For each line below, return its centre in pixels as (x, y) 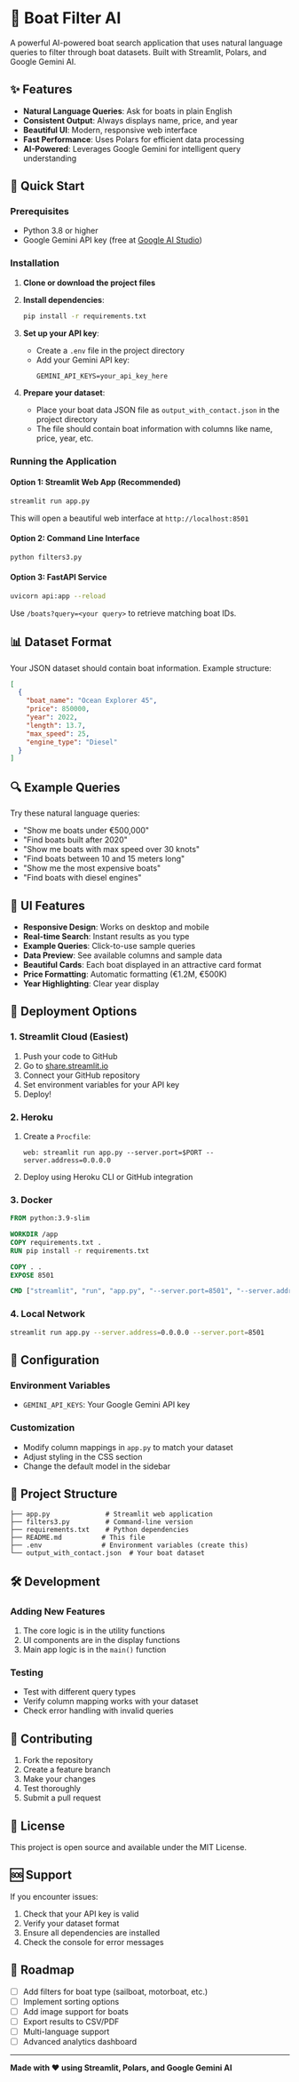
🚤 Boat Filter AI (66, 18)
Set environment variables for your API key (101, 1084)
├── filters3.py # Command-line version (102, 1522)
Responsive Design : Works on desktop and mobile (116, 927)
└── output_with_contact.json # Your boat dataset (107, 1553)
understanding (50, 158)
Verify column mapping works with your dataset (110, 1702)
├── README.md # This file (78, 1538)
